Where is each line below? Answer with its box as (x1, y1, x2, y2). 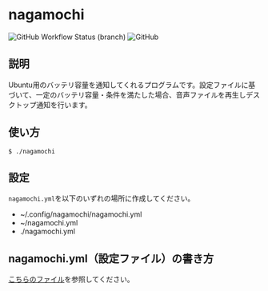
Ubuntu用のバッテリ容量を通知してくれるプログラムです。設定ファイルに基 (8, 80, 256, 90)
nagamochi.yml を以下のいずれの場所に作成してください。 (8, 193, 195, 203)
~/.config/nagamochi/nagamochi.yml (19, 209, 142, 219)
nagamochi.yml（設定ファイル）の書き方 (8, 252, 214, 265)
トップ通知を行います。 (14, 100, 92, 110)
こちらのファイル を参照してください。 (8, 274, 134, 285)
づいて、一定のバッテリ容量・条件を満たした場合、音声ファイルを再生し (8, 90, 246, 99)
